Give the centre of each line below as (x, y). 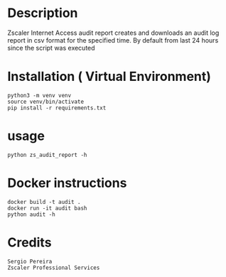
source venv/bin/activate (45, 102)
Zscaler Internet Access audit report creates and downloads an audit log (113, 33)
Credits (29, 242)
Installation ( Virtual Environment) (109, 77)
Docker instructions (67, 183)
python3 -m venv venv (39, 95)
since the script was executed (51, 48)
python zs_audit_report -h (47, 155)
